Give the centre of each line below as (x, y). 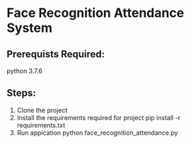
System (30, 28)
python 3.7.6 (25, 71)
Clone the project (42, 110)
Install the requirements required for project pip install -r (99, 117)
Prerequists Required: (56, 54)
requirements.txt (41, 125)
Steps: (21, 93)
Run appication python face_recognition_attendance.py (97, 133)
